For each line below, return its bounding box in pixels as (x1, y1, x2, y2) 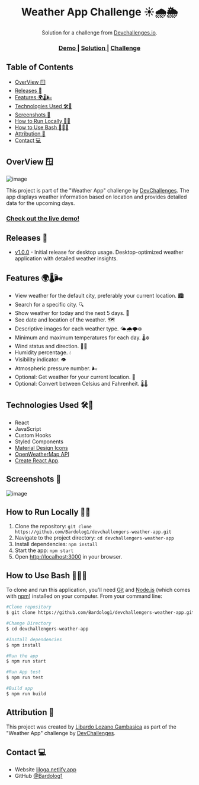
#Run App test (6, 669, 41, 675)
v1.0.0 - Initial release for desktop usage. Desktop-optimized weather (14, 248, 184, 256)
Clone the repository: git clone (14, 523, 92, 530)
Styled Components (14, 438, 64, 445)
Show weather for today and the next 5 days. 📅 (14, 310, 130, 317)
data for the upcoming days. (6, 200, 75, 207)
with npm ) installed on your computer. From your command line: (6, 592, 163, 600)
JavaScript (14, 425, 41, 432)
